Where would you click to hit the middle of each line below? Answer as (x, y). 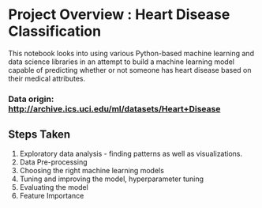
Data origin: (31, 99)
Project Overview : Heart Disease (119, 15)
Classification (54, 31)
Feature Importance (52, 195)
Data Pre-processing (53, 162)
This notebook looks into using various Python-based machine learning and (131, 53)
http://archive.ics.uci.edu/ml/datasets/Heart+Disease (114, 108)
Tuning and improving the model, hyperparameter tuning (111, 179)
